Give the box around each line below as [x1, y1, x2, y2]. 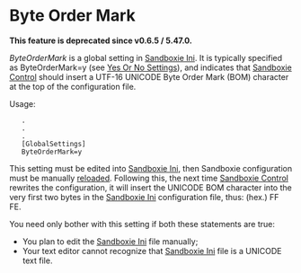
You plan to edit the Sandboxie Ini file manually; [22, 235, 199, 247]
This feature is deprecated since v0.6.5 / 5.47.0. [9, 35, 193, 46]
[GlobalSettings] [21, 139, 87, 148]
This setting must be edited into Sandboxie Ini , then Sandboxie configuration [9, 163, 293, 173]
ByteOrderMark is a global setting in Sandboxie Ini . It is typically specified [9, 52, 283, 63]
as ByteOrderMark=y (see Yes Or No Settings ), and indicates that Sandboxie [9, 62, 292, 73]
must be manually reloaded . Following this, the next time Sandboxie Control [9, 172, 289, 183]
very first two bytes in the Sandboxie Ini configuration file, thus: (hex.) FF [9, 191, 279, 202]
